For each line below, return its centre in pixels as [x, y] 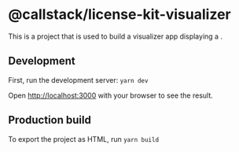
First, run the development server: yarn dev [78, 80]
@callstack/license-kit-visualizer [119, 15]
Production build [50, 120]
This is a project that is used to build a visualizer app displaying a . [115, 36]
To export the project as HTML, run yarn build [84, 139]
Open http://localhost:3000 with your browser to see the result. [111, 95]
